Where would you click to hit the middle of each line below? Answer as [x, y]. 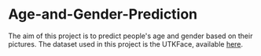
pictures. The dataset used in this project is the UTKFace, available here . [126, 44]
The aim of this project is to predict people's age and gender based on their [130, 36]
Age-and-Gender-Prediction [103, 14]
